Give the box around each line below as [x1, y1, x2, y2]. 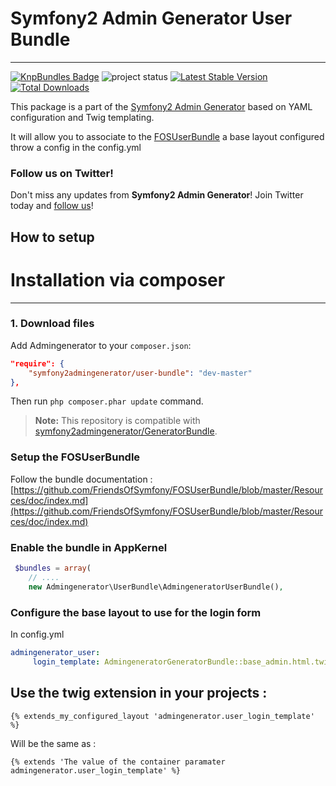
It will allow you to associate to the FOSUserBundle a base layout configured [10, 130, 325, 142]
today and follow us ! [10, 200, 94, 212]
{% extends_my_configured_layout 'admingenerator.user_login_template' [10, 711, 315, 721]
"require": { [10, 358, 65, 369]
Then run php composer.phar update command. [10, 395, 204, 407]
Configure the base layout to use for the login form [10, 605, 262, 619]
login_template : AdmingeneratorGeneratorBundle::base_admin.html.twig [32, 657, 333, 667]
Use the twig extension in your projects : [10, 685, 268, 702]
